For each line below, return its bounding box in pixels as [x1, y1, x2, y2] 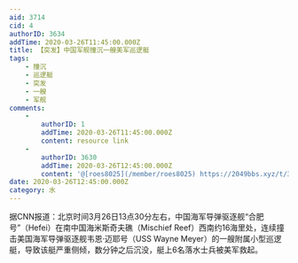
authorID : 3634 [9, 29, 66, 38]
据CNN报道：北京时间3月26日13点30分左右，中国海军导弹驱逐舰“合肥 [9, 212, 264, 221]
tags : [9, 54, 29, 63]
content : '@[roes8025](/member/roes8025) [41, 169, 197, 178]
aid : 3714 [9, 12, 46, 22]
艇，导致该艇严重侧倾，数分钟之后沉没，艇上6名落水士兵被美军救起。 [9, 244, 263, 255]
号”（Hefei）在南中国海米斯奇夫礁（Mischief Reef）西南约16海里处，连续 [9, 222, 278, 233]
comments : [9, 104, 46, 112]
